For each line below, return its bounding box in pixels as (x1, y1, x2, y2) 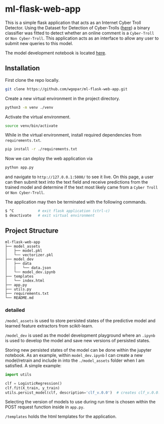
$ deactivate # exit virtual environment (5, 213, 95, 218)
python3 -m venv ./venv (5, 105, 54, 110)
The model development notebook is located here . (5, 50, 106, 56)
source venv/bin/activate (5, 123, 58, 128)
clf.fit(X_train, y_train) (5, 385, 60, 390)
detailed (5, 306, 25, 313)
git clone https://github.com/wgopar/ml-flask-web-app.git (5, 87, 128, 92)
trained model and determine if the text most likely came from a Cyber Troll (5, 185, 158, 190)
